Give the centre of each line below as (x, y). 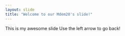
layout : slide (20, 10)
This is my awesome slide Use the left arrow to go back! (63, 28)
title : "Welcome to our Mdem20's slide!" (49, 14)
